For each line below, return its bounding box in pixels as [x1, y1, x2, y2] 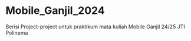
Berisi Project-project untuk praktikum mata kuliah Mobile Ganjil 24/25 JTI [5, 23, 185, 30]
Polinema [5, 29, 28, 36]
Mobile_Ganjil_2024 [5, 4, 105, 17]
